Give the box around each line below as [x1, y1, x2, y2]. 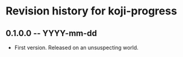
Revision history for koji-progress [5, 4, 178, 18]
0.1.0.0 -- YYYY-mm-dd [5, 28, 98, 38]
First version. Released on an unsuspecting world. [14, 44, 139, 51]
